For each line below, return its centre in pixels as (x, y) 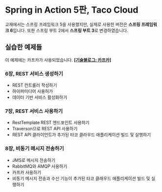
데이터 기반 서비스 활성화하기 (40, 97)
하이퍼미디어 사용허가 (32, 91)
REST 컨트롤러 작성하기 (35, 85)
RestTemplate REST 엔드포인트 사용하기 (51, 122)
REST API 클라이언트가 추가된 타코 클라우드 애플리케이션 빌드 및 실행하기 (81, 135)
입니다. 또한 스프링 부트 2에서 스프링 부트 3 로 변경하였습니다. (71, 30)
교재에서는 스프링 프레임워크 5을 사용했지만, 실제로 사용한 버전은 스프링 (73, 24)
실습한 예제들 (24, 47)
